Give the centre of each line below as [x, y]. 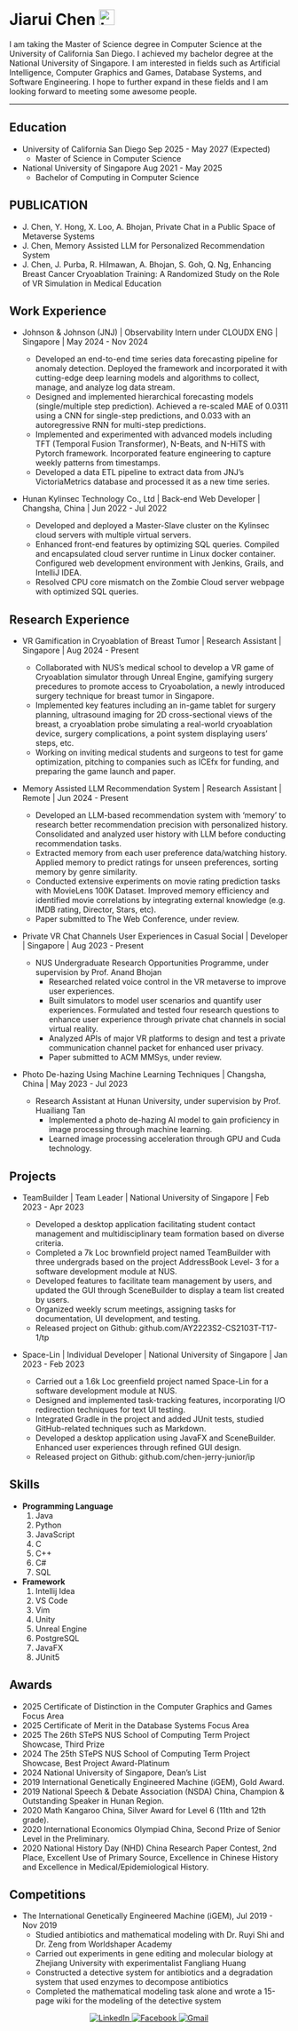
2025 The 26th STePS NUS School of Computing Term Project [136, 1734]
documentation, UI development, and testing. [118, 1318]
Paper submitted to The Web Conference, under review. [137, 919]
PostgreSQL [57, 1638]
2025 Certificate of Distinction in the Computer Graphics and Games [147, 1706]
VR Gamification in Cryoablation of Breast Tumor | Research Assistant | [152, 641]
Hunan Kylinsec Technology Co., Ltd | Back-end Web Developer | [141, 499]
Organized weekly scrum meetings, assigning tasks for [136, 1309]
